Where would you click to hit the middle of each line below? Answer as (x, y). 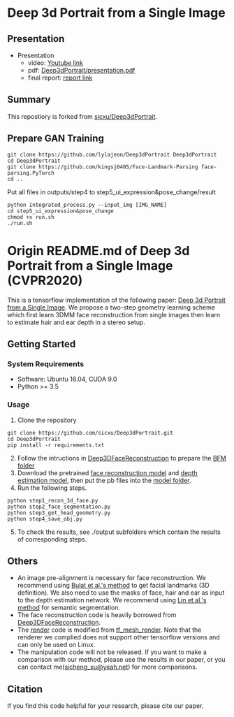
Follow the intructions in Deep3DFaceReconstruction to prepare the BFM (122, 458)
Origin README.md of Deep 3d (98, 251)
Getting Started (42, 344)
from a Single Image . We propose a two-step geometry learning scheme (111, 307)
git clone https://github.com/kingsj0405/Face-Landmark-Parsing (103, 167)
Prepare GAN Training (56, 139)
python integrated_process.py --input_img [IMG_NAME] (87, 205)
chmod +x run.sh (31, 217)
